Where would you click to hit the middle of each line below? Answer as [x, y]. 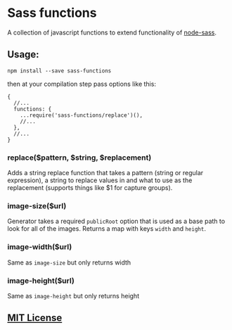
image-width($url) [40, 247]
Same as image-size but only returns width [69, 262]
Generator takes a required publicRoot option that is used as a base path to [116, 221]
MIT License [35, 318]
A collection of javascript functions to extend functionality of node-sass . [112, 32]
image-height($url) [41, 281]
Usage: [24, 55]
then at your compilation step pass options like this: [82, 84]
